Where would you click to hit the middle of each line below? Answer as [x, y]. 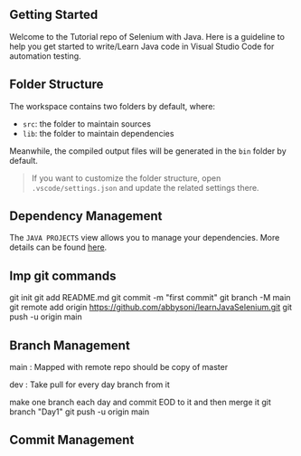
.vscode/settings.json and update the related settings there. [145, 187]
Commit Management [72, 440]
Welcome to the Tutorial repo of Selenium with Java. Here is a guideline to [147, 36]
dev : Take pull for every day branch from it [89, 385]
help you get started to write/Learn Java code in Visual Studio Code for [142, 46]
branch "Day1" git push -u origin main [80, 412]
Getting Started [54, 15]
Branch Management [70, 345]
